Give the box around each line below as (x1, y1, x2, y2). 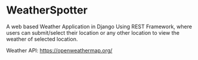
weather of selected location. (6, 35, 78, 42)
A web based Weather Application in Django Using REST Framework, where (6, 23, 193, 30)
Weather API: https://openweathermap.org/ (6, 46, 113, 54)
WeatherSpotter (6, 4, 88, 17)
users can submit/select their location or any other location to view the (6, 29, 180, 36)
